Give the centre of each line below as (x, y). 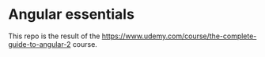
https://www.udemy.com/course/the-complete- (179, 36)
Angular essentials (71, 14)
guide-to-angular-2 (40, 44)
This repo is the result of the (54, 36)
